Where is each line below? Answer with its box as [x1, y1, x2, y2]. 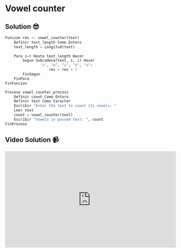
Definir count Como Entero [14, 94, 69, 99]
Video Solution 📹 [5, 136, 59, 144]
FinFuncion [5, 81, 27, 86]
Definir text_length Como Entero [14, 40, 82, 45]
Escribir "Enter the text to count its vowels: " [14, 103, 117, 108]
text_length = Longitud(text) [14, 45, 76, 49]
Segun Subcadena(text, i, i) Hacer [22, 58, 95, 63]
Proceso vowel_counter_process [5, 90, 69, 94]
